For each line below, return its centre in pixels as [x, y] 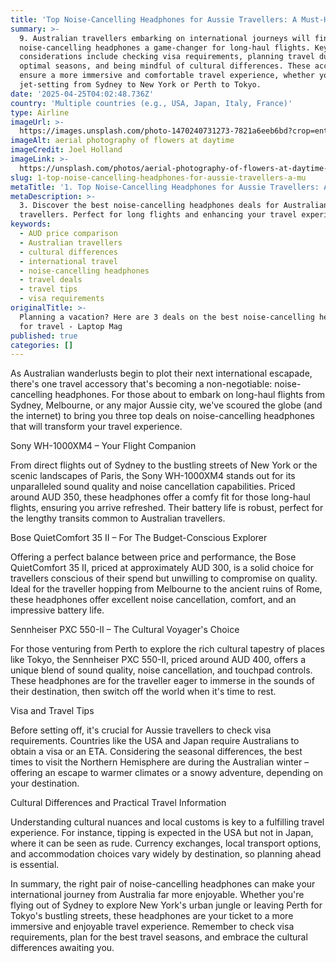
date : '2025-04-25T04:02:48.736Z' [82, 94]
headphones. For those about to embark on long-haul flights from [189, 395]
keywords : [31, 224]
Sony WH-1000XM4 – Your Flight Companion [103, 446]
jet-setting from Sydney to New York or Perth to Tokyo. [140, 85]
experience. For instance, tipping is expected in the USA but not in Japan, [162, 833]
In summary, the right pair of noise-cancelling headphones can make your [163, 884]
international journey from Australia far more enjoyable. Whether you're [157, 895]
